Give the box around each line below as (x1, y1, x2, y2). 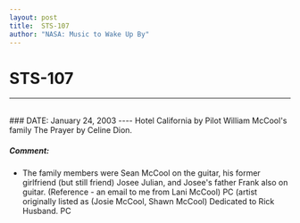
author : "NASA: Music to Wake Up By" (9, 29, 150, 38)
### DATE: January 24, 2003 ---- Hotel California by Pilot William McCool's (9, 115, 287, 126)
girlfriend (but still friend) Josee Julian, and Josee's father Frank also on (21, 178, 288, 188)
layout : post (9, 12, 58, 22)
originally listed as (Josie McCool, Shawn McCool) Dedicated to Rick (21, 196, 275, 207)
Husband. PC (21, 206, 71, 217)
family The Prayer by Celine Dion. (9, 125, 132, 136)
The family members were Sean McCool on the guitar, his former (21, 168, 261, 178)
